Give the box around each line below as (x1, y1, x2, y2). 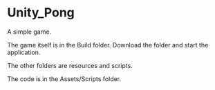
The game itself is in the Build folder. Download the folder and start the (7, 41, 209, 49)
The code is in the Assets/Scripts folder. (7, 74, 122, 83)
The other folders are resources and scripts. (7, 61, 133, 69)
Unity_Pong (7, 5, 75, 21)
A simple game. (7, 27, 52, 36)
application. (7, 48, 41, 56)
